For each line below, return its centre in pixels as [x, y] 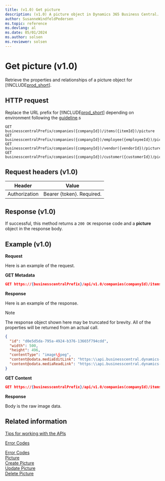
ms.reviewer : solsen [26, 42]
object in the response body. [34, 229]
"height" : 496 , [25, 350]
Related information [36, 422]
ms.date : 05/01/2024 [26, 33]
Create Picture [20, 463]
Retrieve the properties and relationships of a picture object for [69, 80]
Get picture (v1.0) [41, 66]
